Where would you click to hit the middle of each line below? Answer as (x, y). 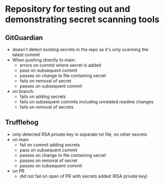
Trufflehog (22, 122)
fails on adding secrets (43, 96)
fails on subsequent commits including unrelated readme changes (86, 102)
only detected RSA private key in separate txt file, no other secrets (80, 134)
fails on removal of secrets (47, 107)
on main (20, 139)
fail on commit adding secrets (50, 145)
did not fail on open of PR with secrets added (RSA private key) (83, 176)
